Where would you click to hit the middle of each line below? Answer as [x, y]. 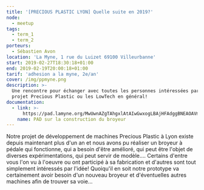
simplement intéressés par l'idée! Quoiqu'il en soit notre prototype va [93, 169]
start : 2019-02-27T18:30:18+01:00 [50, 63]
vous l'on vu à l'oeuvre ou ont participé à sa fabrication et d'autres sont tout [101, 162]
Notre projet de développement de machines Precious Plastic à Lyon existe [100, 137]
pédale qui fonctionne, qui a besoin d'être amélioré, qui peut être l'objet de [100, 149]
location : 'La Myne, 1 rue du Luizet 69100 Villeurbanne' [81, 57]
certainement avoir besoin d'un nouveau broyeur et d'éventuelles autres [97, 175]
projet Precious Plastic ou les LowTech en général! [80, 97]
